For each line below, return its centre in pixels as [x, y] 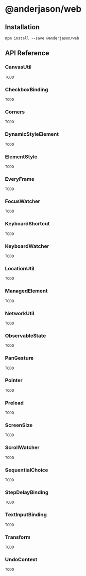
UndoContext [21, 559]
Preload [15, 403]
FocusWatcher [23, 201]
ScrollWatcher [22, 448]
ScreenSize [19, 425]
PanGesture [19, 358]
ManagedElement [26, 291]
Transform [18, 537]
